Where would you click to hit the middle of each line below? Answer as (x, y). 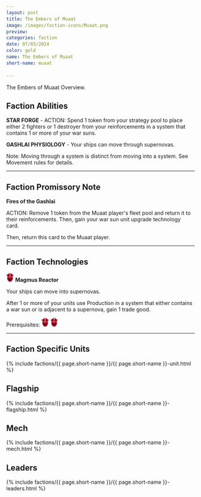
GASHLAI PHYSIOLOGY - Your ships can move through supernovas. (91, 145)
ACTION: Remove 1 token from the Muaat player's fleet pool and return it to (99, 213)
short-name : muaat (29, 63)
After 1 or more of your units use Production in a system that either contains (99, 303)
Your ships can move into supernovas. (53, 291)
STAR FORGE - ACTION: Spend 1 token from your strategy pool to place (95, 120)
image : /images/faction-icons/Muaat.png (57, 25)
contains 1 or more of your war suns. (51, 133)
